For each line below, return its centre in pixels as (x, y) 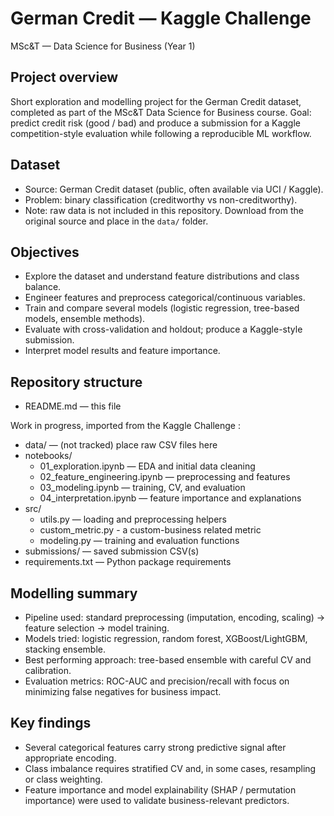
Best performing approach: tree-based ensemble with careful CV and (168, 660)
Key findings (51, 723)
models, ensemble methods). (85, 319)
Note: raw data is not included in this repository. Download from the (164, 210)
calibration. (48, 670)
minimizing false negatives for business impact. (123, 691)
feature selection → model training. (97, 628)
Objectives (45, 252)
